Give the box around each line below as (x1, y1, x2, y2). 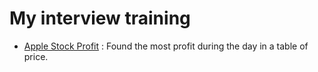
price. (23, 50, 49, 62)
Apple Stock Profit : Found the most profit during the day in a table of (23, 40, 309, 52)
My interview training (9, 7, 191, 30)
